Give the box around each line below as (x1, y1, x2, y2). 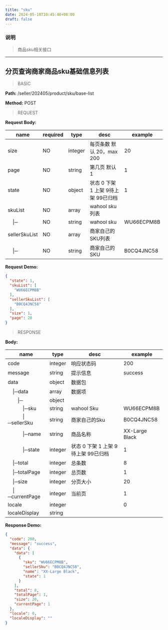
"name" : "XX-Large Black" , (23, 569, 79, 574)
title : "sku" (5, 7, 32, 13)
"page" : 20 (9, 316, 32, 321)
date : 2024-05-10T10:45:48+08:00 (5, 12, 75, 17)
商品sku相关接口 (17, 46, 51, 53)
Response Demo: (5, 522, 41, 528)
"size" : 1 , (9, 311, 32, 316)
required (42, 131, 63, 138)
